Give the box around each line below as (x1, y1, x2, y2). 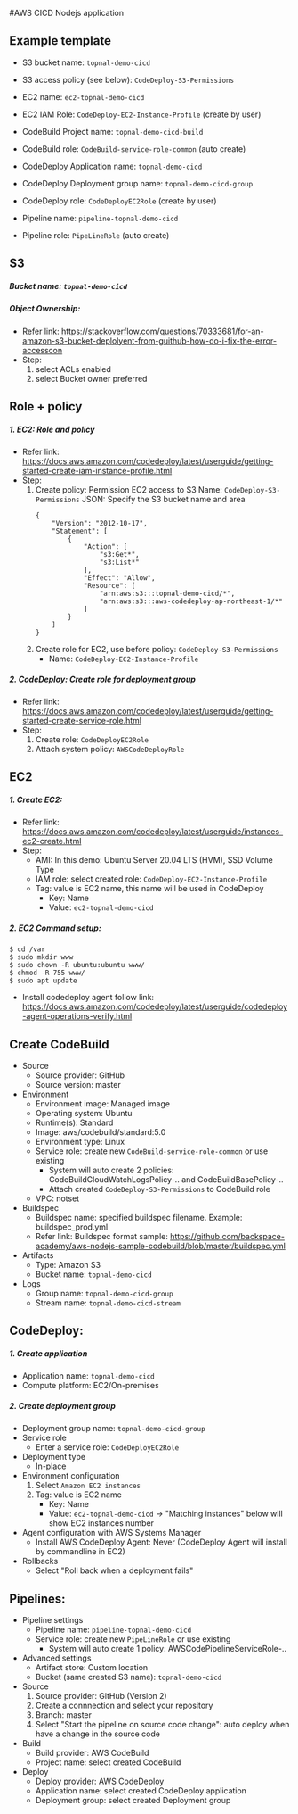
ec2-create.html (21, 836, 82, 847)
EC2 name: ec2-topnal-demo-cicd (21, 91, 145, 102)
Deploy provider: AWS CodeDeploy (35, 1776, 165, 1787)
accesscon (21, 344, 63, 355)
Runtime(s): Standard (35, 1117, 114, 1128)
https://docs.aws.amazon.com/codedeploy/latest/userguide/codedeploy (21, 1001, 288, 1012)
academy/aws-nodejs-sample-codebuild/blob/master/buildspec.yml (35, 1240, 286, 1252)
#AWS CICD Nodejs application (9, 8, 125, 18)
